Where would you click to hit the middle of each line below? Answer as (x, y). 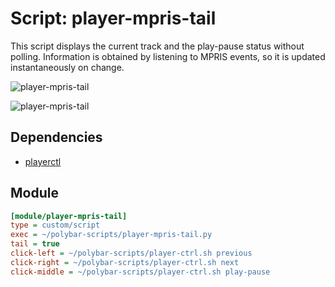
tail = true (35, 244)
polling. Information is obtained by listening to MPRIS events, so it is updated (168, 56)
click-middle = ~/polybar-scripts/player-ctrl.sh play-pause (140, 272)
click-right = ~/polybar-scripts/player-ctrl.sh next (125, 262)
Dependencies (56, 137)
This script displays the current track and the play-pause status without (157, 46)
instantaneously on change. (67, 67)
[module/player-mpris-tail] (69, 216)
